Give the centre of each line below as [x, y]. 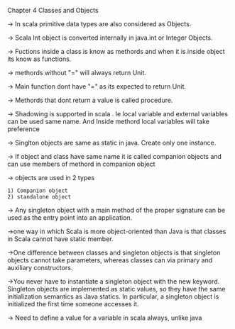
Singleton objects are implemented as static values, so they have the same [116, 289]
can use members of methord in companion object [81, 164]
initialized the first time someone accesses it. [73, 304]
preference [24, 129]
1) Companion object [38, 191]
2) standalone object [39, 197]
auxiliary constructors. [40, 268]
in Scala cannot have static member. [60, 239]
